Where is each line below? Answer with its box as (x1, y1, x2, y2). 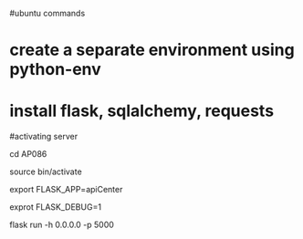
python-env (9, 59, 102, 80)
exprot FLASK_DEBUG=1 (9, 202, 102, 213)
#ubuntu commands (9, 8, 86, 18)
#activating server (9, 131, 78, 142)
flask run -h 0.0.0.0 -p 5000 (9, 219, 114, 231)
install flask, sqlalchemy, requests (9, 100, 275, 121)
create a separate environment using (9, 40, 295, 60)
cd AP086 (9, 149, 47, 160)
